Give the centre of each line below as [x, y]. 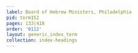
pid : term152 [23, 18]
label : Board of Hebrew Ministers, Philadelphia [69, 12]
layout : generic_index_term [42, 35]
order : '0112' [24, 29]
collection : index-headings [42, 40]
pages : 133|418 [26, 23]
